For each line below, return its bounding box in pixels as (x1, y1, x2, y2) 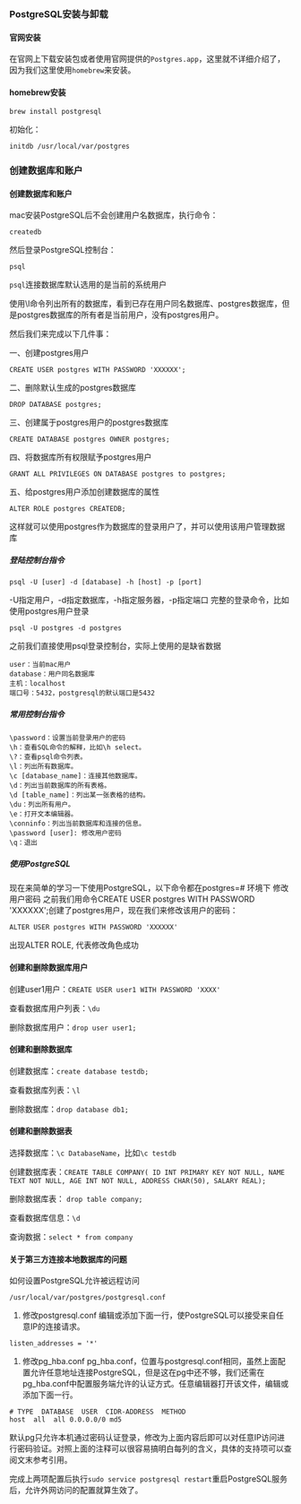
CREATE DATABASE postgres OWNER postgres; (9, 435, 170, 445)
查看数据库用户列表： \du (9, 1002, 100, 1014)
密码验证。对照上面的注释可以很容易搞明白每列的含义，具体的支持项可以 (16, 1443, 284, 1454)
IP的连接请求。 (30, 1321, 85, 1332)
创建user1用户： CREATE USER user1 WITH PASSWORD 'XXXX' (9, 983, 221, 994)
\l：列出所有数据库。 (9, 762, 78, 772)
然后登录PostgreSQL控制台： (9, 245, 116, 255)
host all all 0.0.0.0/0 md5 (9, 1415, 123, 1424)
